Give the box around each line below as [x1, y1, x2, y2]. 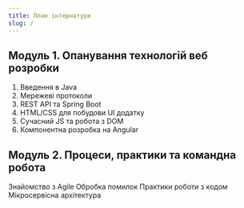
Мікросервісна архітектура [8, 190, 102, 200]
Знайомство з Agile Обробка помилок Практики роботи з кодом [8, 182, 228, 192]
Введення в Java [19, 82, 78, 92]
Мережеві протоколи [19, 91, 93, 101]
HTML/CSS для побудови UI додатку [19, 108, 145, 118]
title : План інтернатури [8, 11, 91, 20]
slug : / [8, 19, 34, 27]
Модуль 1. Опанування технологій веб [8, 49, 208, 62]
